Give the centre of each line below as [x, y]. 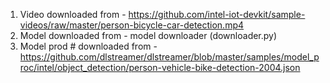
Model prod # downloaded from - [88, 46]
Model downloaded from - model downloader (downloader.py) [148, 35]
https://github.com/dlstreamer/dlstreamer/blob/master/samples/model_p [169, 57]
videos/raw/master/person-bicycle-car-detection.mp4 [132, 25]
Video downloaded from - [73, 14]
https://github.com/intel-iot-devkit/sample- [217, 14]
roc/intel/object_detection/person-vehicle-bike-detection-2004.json [160, 67]
